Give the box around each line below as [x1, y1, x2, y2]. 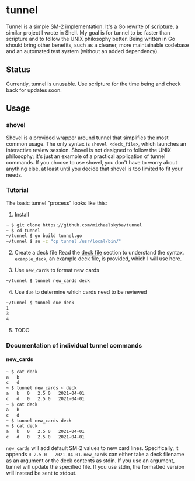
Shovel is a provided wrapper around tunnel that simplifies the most [6, 134, 169, 141]
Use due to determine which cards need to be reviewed [14, 288, 147, 296]
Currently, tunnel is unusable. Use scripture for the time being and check [6, 80, 181, 87]
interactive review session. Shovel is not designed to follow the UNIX [6, 147, 171, 154]
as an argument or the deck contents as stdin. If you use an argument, [6, 457, 175, 464]
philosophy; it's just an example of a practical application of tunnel [6, 153, 166, 160]
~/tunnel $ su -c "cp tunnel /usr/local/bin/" [6, 238, 121, 245]
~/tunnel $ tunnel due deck [6, 300, 75, 306]
